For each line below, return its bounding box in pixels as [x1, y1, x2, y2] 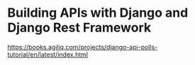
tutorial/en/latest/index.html [7, 50, 89, 59]
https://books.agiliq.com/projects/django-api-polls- [7, 43, 158, 51]
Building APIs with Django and [7, 5, 189, 21]
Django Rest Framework [7, 20, 151, 36]
